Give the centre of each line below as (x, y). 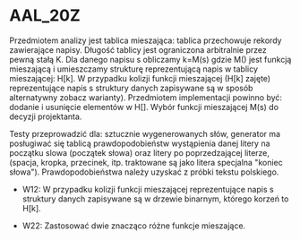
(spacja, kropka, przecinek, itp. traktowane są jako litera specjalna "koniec (146, 162)
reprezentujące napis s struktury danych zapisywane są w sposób (131, 88)
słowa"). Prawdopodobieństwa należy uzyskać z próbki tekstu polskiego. (144, 172)
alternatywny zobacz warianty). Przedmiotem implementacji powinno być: (146, 97)
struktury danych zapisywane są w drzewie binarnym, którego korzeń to (155, 199)
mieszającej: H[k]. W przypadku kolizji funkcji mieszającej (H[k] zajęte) (140, 78)
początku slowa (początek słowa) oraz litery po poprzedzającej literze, (140, 152)
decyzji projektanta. (46, 116)
